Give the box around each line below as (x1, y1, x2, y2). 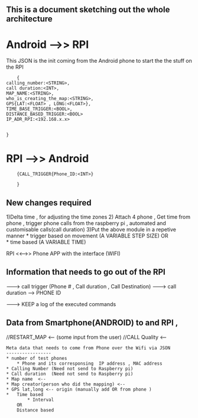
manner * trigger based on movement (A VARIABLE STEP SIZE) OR (6, 232, 168, 239)
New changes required (6, 198, 92, 208)
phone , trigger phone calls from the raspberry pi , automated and (6, 220, 167, 227)
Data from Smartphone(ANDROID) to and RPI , (6, 318, 178, 328)
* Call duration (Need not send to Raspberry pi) (6, 371, 134, 377)
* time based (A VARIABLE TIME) (6, 239, 86, 246)
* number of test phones (6, 355, 67, 361)
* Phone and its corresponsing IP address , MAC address (17, 361, 163, 366)
